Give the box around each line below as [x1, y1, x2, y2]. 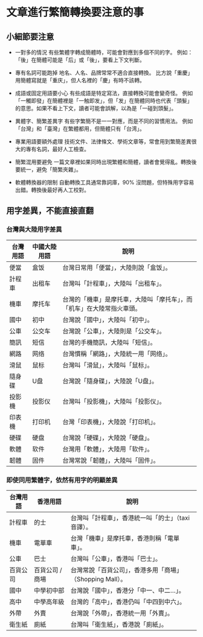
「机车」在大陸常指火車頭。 [62, 304, 141, 312]
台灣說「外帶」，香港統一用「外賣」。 [70, 609, 174, 617]
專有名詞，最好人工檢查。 [25, 146, 89, 152]
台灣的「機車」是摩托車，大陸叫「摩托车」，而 [62, 295, 193, 303]
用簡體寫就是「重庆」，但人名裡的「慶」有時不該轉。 [14, 77, 145, 83]
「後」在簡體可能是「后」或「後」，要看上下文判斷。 [14, 56, 145, 64]
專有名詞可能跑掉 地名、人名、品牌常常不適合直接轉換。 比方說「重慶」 [14, 69, 193, 76]
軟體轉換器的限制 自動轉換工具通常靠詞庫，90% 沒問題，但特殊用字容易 [14, 179, 195, 186]
